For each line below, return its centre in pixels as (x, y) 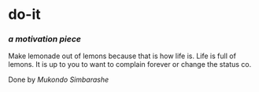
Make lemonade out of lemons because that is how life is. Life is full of (122, 56)
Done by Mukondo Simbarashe (59, 79)
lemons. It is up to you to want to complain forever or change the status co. (130, 64)
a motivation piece (44, 39)
